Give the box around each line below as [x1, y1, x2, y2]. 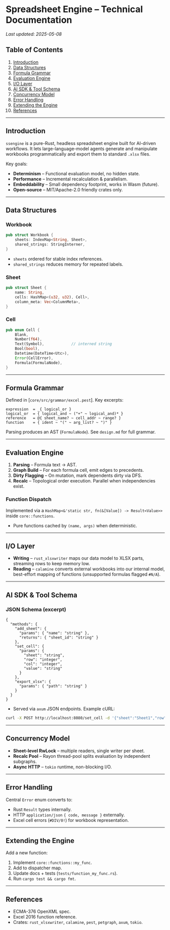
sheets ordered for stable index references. [13, 256, 103, 262]
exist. [13, 483, 25, 490]
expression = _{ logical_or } [6, 407, 72, 412]
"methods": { [10, 622, 38, 627]
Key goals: [6, 161, 28, 167]
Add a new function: [6, 850, 48, 856]
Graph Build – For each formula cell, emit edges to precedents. [13, 467, 144, 473]
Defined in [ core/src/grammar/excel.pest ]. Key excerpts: [6, 397, 124, 403]
